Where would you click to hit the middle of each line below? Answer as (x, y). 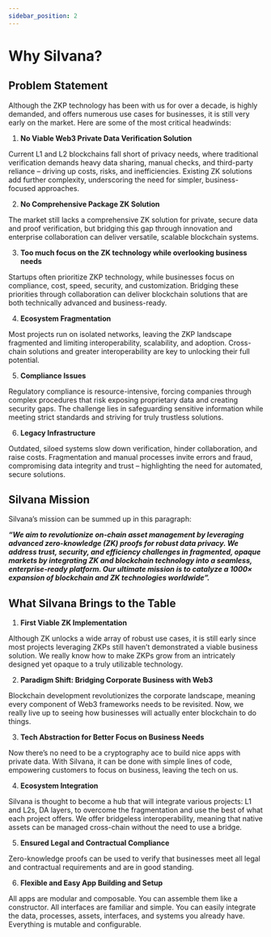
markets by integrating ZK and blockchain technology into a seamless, (130, 560)
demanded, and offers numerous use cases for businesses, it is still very (129, 113)
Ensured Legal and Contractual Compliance (95, 843)
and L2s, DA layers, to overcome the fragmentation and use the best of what (135, 810)
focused (22, 188)
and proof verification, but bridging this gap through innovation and (121, 228)
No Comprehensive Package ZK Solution (90, 204)
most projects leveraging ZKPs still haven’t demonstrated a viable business (133, 647)
